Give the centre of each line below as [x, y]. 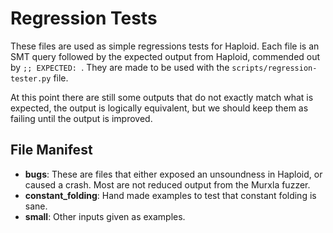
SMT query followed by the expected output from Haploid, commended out [165, 56]
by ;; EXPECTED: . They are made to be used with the [120, 67]
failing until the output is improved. [81, 118]
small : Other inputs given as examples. [105, 216]
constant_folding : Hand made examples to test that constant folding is [170, 195]
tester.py [31, 78]
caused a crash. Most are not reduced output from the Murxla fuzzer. [167, 184]
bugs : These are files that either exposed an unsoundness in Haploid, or [173, 174]
